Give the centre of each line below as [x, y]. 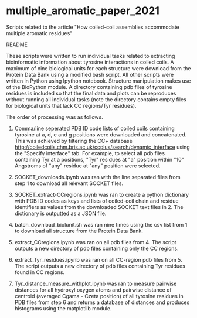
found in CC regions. [40, 272]
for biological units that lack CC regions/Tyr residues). [71, 105]
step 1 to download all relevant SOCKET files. [69, 183]
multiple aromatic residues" [39, 33]
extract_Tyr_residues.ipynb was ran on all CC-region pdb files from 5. [98, 259]
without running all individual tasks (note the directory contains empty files [96, 99]
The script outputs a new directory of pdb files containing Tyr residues [100, 266]
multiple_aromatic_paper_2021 [83, 11]
